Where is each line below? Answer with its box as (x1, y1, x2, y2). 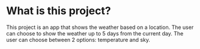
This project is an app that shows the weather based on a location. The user (6, 24, 194, 31)
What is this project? (6, 4, 111, 18)
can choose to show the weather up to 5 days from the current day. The (6, 30, 184, 37)
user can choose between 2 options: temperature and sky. (6, 36, 151, 43)
